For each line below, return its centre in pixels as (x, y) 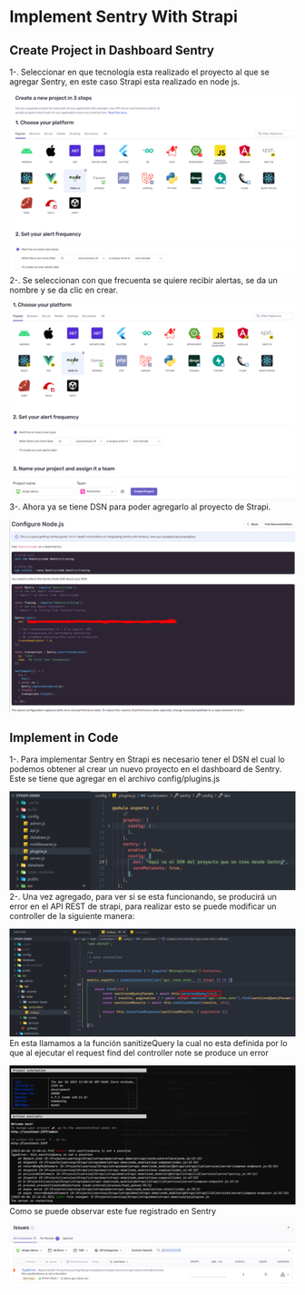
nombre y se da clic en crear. (64, 290)
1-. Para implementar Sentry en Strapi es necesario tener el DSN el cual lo (147, 759)
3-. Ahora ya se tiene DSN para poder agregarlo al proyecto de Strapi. (140, 507)
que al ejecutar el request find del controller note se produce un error (139, 1053)
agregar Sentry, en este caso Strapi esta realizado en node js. (125, 82)
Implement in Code (64, 737)
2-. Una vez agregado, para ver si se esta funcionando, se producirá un (143, 896)
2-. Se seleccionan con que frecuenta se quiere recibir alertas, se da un (144, 281)
